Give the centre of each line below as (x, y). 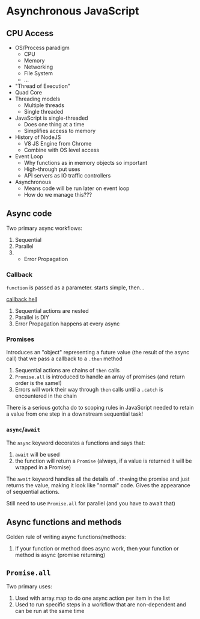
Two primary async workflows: (44, 228)
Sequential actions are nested (52, 311)
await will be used (37, 454)
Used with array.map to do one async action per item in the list (92, 598)
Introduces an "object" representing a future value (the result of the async (98, 353)
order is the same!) (38, 383)
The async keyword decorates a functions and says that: (76, 443)
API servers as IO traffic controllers (67, 175)
